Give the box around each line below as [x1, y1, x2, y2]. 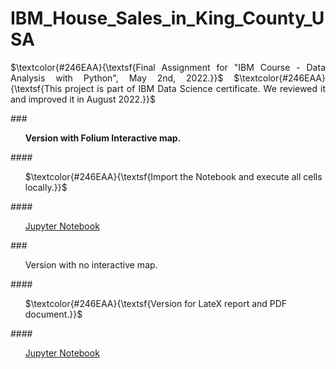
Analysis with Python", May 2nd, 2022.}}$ [10, 72, 224, 84]
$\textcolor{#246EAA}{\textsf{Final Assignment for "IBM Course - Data [10, 61, 326, 73]
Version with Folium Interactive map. [24, 132, 182, 144]
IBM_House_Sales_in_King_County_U [10, 7, 325, 30]
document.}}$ [24, 308, 83, 320]
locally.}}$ [24, 181, 68, 193]
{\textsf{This [10, 82, 63, 94]
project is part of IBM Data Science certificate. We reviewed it [64, 82, 326, 94]
